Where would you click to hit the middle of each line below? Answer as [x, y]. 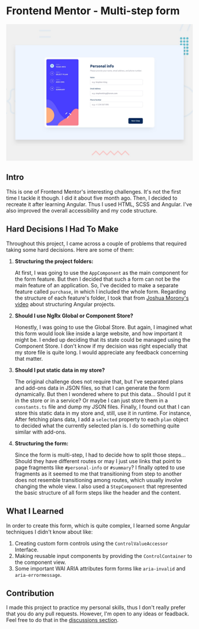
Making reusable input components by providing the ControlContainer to [103, 556]
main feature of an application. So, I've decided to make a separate [97, 285]
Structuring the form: [41, 443]
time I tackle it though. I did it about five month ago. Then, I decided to [92, 198]
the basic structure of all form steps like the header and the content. [98, 492]
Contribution [30, 593]
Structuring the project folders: [54, 261]
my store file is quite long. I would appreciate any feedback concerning [101, 352]
